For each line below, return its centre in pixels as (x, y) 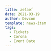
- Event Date (22, 41)
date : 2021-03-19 (22, 14)
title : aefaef (19, 9)
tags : (10, 28)
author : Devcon (20, 18)
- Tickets (19, 32)
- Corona (18, 37)
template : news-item (26, 23)
